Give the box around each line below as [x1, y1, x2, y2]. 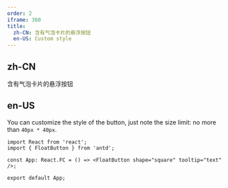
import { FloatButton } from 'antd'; [7, 144, 115, 151]
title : [7, 23, 26, 29]
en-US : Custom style [13, 36, 72, 42]
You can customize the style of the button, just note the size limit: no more [7, 118, 217, 126]
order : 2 [7, 10, 32, 17]
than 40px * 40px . [7, 125, 57, 133]
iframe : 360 [7, 16, 41, 23]
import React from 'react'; [7, 138, 88, 146]
